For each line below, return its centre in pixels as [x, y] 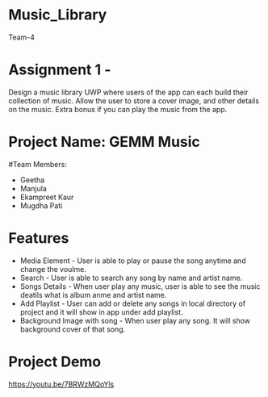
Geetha [32, 180]
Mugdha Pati [41, 205]
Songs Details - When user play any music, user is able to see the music [140, 286]
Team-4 [21, 37]
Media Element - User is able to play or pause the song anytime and [133, 261]
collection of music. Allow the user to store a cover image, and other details [134, 100]
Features [39, 238]
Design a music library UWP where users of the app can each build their [128, 92]
